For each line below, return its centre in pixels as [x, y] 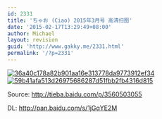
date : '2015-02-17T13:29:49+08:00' [60, 27]
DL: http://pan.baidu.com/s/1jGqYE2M [62, 108]
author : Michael [31, 33]
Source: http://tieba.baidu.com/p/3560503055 [75, 94]
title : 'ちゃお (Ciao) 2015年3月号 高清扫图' [70, 20]
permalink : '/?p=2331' [40, 54]
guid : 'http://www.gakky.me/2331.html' [66, 46]
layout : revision [33, 40]
